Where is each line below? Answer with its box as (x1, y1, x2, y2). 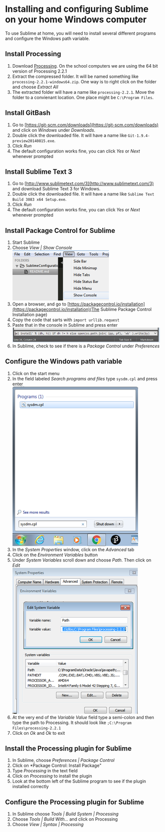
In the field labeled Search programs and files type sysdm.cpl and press (12, 376, 158, 381)
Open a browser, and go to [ (12, 301, 69, 307)
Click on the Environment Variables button (12, 552, 98, 558)
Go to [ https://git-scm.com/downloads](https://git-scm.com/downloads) (12, 122, 159, 128)
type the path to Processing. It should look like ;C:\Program (12, 719, 132, 725)
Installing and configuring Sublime (5, 3, 149, 15)
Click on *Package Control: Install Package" (12, 762, 102, 768)
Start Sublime (12, 239, 40, 245)
